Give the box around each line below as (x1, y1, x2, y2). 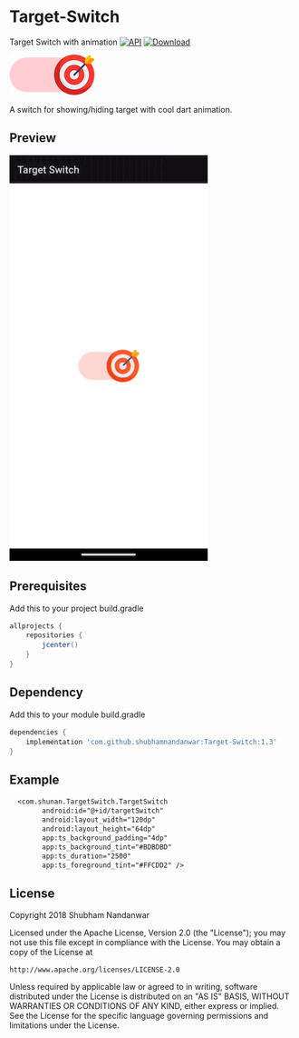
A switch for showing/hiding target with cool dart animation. (9, 104, 233, 115)
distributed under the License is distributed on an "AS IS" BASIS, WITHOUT (9, 991, 290, 1002)
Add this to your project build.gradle (9, 603, 144, 614)
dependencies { (9, 727, 67, 737)
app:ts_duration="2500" (42, 852, 131, 861)
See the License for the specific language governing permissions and (9, 1011, 269, 1021)
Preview (9, 130, 57, 146)
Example (9, 772, 60, 787)
